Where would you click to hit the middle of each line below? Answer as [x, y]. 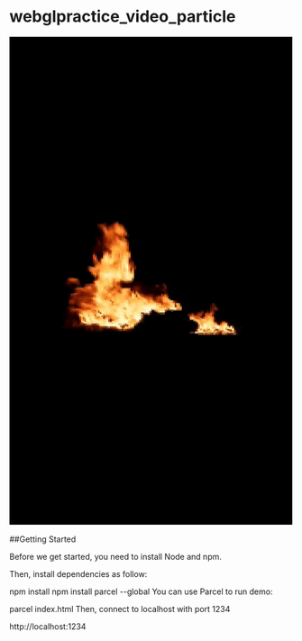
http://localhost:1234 [48, 626]
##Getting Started [43, 539]
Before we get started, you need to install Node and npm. [116, 556]
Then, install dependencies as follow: [78, 573]
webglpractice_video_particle [123, 17]
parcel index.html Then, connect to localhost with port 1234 [120, 609]
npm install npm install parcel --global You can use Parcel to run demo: [141, 591]
